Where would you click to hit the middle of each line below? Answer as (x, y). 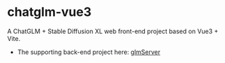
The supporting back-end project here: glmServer (89, 52)
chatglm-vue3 (49, 12)
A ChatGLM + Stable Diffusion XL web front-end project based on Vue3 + (113, 31)
